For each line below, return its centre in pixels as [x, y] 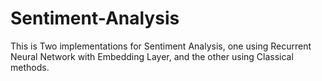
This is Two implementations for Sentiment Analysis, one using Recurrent [161, 46]
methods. [30, 67]
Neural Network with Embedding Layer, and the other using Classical [152, 56]
